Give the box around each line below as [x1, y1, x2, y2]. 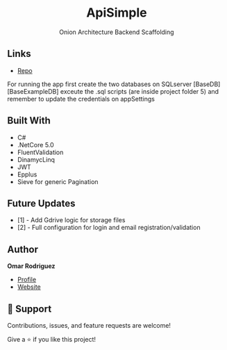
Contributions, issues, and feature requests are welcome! [7, 322, 171, 329]
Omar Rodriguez [7, 262, 56, 270]
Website [17, 283, 42, 291]
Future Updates [7, 197, 76, 209]
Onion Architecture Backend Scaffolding [58, 28, 175, 36]
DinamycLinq [17, 155, 56, 164]
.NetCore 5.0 [17, 140, 54, 149]
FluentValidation [17, 148, 64, 156]
